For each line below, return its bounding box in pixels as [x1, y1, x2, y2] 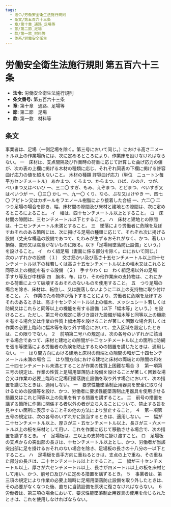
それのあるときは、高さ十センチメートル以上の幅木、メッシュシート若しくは [5, 299, 166, 305]
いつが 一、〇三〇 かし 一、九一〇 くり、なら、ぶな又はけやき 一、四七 [14, 190, 163, 196]
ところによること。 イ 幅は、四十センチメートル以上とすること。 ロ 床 [9, 210, 164, 216]
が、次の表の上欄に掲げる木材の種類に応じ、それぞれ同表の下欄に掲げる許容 [5, 165, 166, 171]
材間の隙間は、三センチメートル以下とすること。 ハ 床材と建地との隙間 [5, 216, 158, 222]
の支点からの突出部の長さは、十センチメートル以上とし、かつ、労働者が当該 [5, 439, 166, 445]
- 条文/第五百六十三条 [10, 17, 51, 22]
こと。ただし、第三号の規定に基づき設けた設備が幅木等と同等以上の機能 [14, 312, 166, 318]
